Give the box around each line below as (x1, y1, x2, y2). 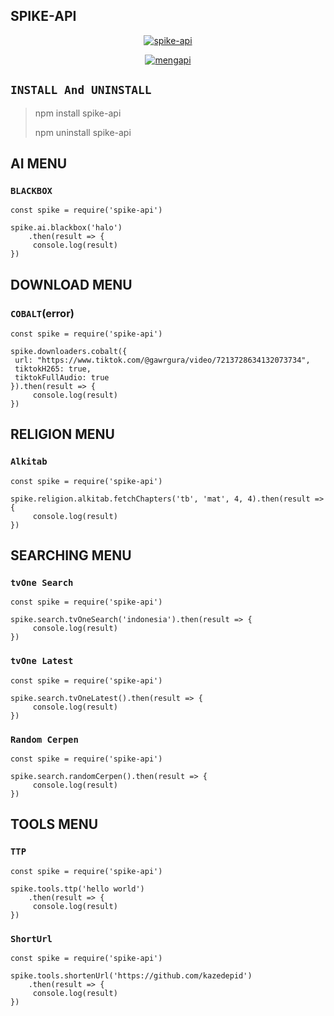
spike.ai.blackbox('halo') (10, 223, 123, 233)
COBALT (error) (10, 306, 75, 320)
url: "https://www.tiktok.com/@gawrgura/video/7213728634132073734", (14, 355, 311, 365)
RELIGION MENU (10, 426, 115, 443)
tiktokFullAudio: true (14, 373, 110, 383)
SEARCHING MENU (10, 547, 132, 564)
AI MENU (10, 155, 68, 173)
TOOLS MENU (10, 816, 99, 833)
